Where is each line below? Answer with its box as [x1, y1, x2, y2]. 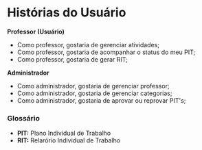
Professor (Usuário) [7, 27, 65, 36]
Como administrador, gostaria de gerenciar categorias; [16, 89, 172, 97]
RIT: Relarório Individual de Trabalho [16, 136, 121, 145]
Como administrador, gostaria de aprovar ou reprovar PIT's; [16, 96, 186, 104]
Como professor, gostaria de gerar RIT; [16, 55, 128, 63]
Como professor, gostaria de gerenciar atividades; [16, 40, 160, 49]
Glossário [7, 113, 40, 123]
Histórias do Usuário [7, 5, 126, 21]
